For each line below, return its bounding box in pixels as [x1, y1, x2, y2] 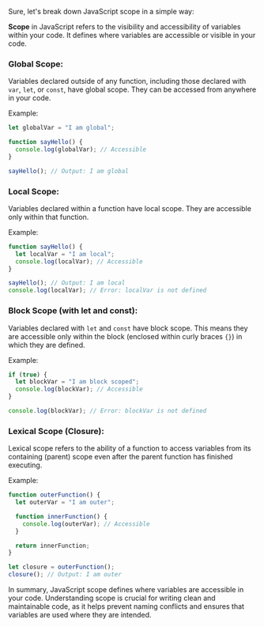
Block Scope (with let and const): [8, 305, 138, 316]
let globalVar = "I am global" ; [8, 124, 115, 132]
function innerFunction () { [15, 512, 108, 520]
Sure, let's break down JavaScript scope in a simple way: [8, 7, 195, 16]
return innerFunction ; [15, 542, 90, 550]
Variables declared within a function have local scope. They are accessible [8, 203, 251, 213]
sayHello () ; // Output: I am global [8, 167, 129, 175]
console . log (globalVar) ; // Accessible [15, 145, 147, 153]
